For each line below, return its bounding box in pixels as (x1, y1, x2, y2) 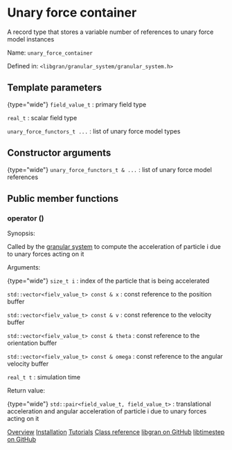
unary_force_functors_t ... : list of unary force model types (7, 126, 181, 135)
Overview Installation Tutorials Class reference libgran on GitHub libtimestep (7, 428, 225, 436)
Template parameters (7, 82, 102, 94)
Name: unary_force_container (7, 48, 93, 57)
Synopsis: (7, 229, 36, 238)
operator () (7, 213, 44, 223)
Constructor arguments (7, 147, 111, 159)
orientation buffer (7, 339, 57, 347)
